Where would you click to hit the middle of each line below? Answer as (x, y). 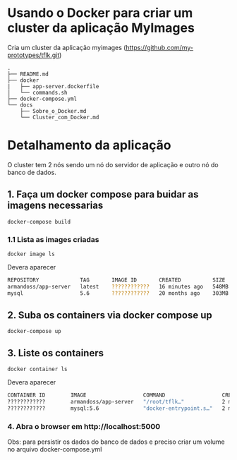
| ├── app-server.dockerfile (53, 86)
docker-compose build (39, 222)
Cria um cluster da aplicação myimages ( (67, 47)
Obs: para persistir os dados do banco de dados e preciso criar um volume (116, 442)
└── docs (20, 105)
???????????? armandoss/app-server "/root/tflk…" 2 (116, 402)
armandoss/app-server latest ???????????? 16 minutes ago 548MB (118, 286)
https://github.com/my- (160, 47)
